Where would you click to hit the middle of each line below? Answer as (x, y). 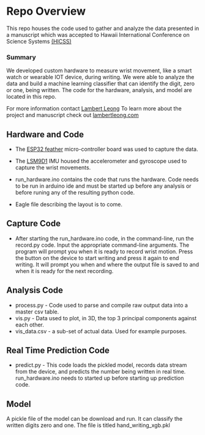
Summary (21, 57)
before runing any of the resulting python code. (75, 193)
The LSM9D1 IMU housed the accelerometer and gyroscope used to (101, 161)
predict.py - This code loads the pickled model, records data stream (101, 365)
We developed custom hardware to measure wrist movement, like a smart (99, 71)
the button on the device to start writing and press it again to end (97, 258)
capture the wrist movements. (53, 167)
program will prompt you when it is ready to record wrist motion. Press (104, 251)
